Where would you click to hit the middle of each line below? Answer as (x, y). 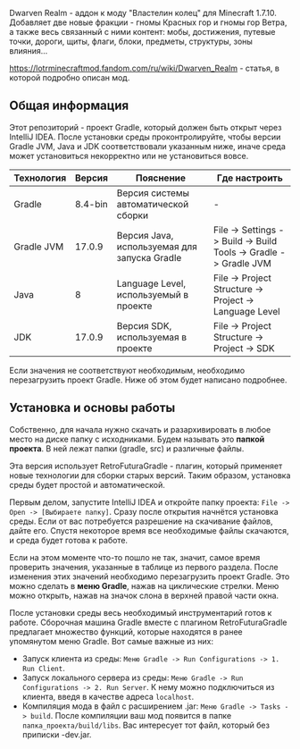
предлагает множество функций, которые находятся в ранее (126, 631)
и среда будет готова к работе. (68, 540)
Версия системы (153, 193)
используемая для (157, 247)
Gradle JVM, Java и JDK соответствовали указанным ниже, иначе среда (147, 146)
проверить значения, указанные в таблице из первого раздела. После (144, 567)
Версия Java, (145, 235)
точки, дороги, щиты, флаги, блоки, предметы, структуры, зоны (131, 41)
